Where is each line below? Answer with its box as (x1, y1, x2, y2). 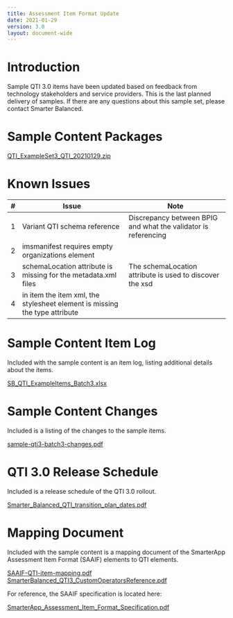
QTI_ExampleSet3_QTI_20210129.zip (7, 152, 111, 160)
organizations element (21, 251, 95, 260)
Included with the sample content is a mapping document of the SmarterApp (7, 548, 225, 556)
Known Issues (7, 176, 91, 192)
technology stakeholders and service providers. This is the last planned (7, 90, 212, 98)
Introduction (7, 60, 80, 75)
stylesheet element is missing (21, 299, 119, 309)
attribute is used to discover (128, 270, 220, 280)
